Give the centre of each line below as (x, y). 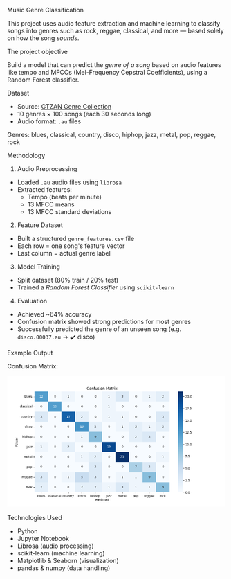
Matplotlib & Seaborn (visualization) (68, 561)
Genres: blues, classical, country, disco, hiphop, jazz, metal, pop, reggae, (112, 135)
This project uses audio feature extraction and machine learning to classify (114, 23)
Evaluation (32, 301)
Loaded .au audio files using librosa (70, 182)
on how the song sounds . (43, 38)
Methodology (26, 155)
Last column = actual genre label (64, 253)
